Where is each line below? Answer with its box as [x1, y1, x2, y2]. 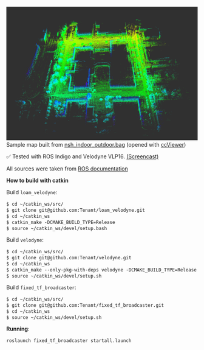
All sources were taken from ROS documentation [6, 165, 129, 172]
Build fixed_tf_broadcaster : [6, 284, 76, 291]
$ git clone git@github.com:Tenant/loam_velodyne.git [6, 207, 146, 213]
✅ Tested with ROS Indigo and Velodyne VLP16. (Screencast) [6, 153, 159, 160]
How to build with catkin [6, 177, 69, 184]
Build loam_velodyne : [6, 188, 58, 195]
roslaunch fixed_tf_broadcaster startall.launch [6, 337, 132, 344]
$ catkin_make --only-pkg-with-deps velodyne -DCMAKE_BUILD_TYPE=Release [6, 267, 197, 273]
